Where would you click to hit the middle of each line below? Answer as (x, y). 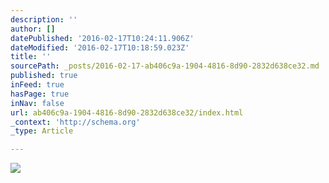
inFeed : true (37, 85)
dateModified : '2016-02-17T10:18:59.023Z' (100, 47)
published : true (44, 76)
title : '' (31, 57)
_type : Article (42, 131)
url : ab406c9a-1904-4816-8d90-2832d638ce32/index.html (127, 112)
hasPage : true (40, 94)
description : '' (44, 19)
